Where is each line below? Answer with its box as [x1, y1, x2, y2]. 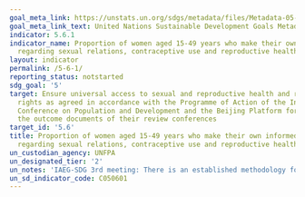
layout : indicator [9, 55, 79, 64]
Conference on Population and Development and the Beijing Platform [17, 106, 282, 115]
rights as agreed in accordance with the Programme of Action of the [17, 97, 286, 107]
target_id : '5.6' [9, 123, 75, 133]
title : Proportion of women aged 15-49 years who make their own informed [9, 132, 299, 141]
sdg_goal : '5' [9, 81, 64, 90]
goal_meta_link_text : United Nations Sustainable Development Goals [9, 22, 274, 31]
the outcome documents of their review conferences [17, 114, 218, 123]
